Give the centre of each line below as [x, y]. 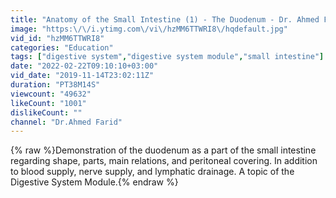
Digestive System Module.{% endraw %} [94, 182]
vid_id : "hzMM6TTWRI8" [57, 38]
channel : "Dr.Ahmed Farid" [66, 122]
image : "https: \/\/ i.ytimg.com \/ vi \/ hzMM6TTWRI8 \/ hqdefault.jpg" [149, 29]
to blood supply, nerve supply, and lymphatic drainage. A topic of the [152, 172]
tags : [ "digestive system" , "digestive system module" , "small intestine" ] [167, 57]
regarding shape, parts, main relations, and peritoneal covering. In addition [164, 161]
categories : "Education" [62, 47]
